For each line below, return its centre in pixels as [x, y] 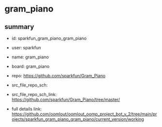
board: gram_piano [30, 66]
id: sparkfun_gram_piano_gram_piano [49, 38]
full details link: [27, 109]
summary [19, 27]
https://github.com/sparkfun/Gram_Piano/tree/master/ [66, 99]
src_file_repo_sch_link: [34, 94]
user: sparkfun [26, 48]
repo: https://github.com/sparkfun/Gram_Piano [58, 76]
